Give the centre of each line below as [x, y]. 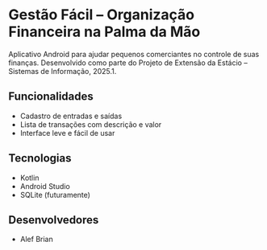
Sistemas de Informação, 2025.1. [63, 71]
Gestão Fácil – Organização [102, 15]
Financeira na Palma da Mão [104, 32]
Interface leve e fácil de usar [67, 133]
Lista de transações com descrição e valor [91, 124]
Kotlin [29, 178]
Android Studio [45, 186]
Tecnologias [40, 158]
